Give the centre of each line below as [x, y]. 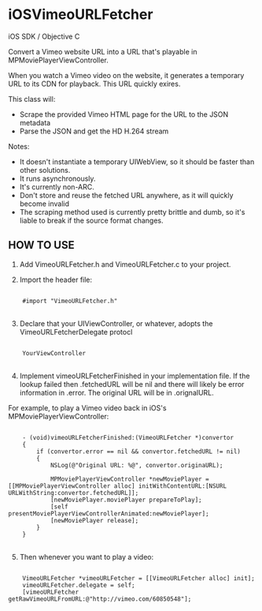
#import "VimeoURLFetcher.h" [70, 301]
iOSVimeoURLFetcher [81, 15]
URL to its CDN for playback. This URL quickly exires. [94, 84]
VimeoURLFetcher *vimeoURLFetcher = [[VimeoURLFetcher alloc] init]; [139, 578]
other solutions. [45, 170]
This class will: [32, 99]
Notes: [19, 146]
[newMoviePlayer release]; [94, 520]
